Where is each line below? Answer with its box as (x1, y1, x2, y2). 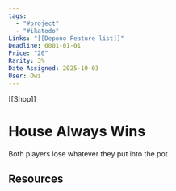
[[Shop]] (8, 93, 36, 103)
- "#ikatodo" (15, 27, 60, 35)
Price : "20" (8, 49, 48, 57)
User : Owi (8, 72, 42, 80)
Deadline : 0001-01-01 (8, 42, 82, 50)
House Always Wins (8, 122, 146, 140)
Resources (8, 172, 64, 185)
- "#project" (15, 19, 60, 27)
